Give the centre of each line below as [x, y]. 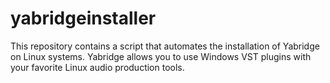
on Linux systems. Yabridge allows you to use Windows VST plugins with [161, 56]
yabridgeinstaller [83, 18]
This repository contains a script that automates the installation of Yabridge [165, 46]
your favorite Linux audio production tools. [97, 67]
